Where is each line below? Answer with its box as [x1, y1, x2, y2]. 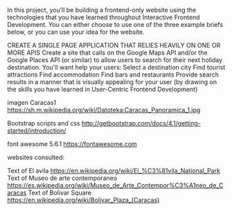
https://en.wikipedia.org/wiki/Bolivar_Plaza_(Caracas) [7, 196, 160, 204]
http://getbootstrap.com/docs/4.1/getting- [81, 119, 201, 127]
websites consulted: [7, 153, 64, 161]
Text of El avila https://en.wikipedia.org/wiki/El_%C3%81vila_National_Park [7, 167, 220, 174]
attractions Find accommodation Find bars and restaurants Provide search [7, 70, 220, 79]
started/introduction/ [7, 127, 66, 134]
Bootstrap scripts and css [7, 119, 80, 127]
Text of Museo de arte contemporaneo [7, 174, 118, 182]
